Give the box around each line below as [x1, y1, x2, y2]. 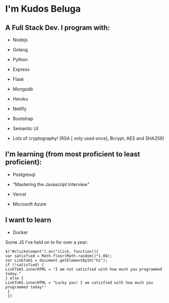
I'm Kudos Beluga [5, 3, 81, 15]
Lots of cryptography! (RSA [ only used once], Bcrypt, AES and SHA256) [12, 135, 165, 141]
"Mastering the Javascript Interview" [12, 181, 90, 187]
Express [12, 67, 30, 72]
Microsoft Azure [12, 201, 47, 207]
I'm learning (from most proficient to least [5, 150, 141, 159]
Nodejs [12, 37, 28, 43]
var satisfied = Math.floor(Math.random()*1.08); [5, 253, 113, 258]
